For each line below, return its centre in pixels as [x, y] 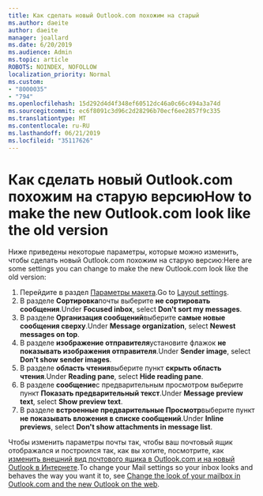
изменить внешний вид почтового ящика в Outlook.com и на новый [122, 459]
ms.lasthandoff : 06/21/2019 [54, 133]
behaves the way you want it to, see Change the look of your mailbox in [124, 476]
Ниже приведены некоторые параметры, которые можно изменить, [124, 252]
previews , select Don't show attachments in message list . [116, 427]
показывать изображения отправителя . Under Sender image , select [135, 351]
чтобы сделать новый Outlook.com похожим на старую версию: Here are [130, 260]
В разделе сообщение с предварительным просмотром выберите [131, 385]
